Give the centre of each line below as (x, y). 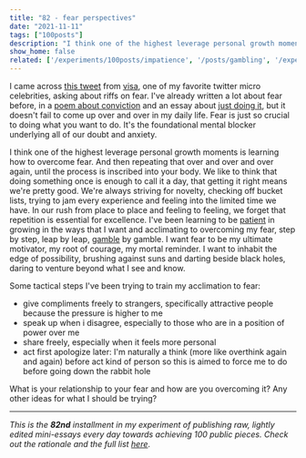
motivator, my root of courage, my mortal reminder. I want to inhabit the (143, 249)
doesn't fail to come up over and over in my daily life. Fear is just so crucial (149, 115)
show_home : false (42, 52)
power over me (51, 332)
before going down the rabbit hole (87, 371)
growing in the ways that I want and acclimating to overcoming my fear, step (153, 229)
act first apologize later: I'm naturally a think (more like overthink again (154, 352)
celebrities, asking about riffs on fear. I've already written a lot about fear (146, 96)
